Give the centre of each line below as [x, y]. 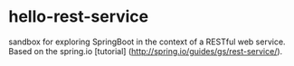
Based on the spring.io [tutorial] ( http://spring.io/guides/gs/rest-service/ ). [146, 51]
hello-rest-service [79, 17]
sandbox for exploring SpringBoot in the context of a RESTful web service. [147, 42]
